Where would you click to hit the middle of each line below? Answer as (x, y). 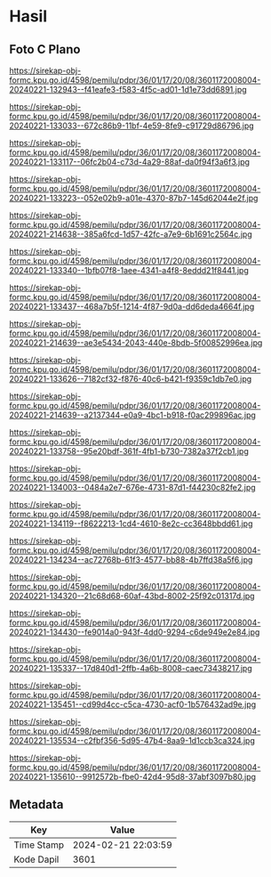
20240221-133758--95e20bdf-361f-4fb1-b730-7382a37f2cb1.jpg (129, 451)
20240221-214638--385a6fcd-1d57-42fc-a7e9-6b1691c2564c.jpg (131, 234)
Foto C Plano (45, 49)
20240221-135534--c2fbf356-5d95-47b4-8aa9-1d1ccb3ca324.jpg (132, 740)
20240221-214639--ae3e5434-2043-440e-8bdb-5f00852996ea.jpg (136, 343)
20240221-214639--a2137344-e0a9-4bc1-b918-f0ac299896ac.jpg (132, 415)
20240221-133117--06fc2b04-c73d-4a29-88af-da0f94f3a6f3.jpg (130, 162)
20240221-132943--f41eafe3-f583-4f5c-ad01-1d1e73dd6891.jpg (128, 89)
